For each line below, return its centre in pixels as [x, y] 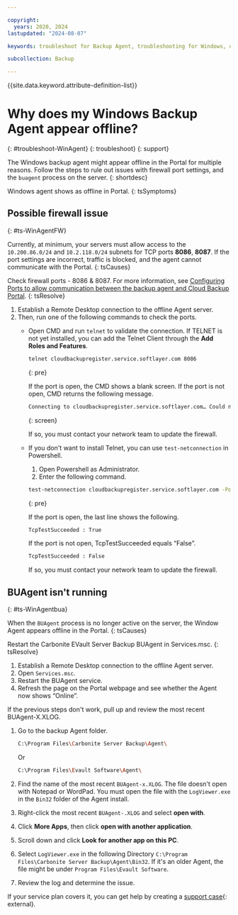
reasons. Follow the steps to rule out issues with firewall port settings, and [116, 170]
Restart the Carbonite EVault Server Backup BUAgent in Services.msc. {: [113, 644]
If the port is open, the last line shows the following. [103, 517]
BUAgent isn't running [57, 592]
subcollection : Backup [41, 59]
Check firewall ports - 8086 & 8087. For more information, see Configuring [116, 280]
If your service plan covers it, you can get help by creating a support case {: [117, 896]
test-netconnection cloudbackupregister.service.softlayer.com [124, 489]
